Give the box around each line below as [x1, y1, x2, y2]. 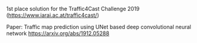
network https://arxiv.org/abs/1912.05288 [6, 30, 110, 37]
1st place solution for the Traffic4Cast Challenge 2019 [6, 5, 140, 12]
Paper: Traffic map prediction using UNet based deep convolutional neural [6, 24, 192, 30]
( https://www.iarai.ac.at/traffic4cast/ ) [6, 12, 100, 19]
